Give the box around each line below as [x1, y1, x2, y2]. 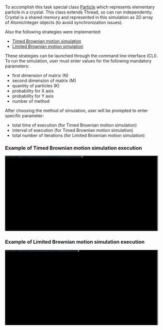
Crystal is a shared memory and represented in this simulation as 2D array [5, 15, 153, 20]
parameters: [5, 63, 30, 69]
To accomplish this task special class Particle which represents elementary [5, 4, 155, 10]
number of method [12, 98, 50, 104]
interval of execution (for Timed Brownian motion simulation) [12, 127, 133, 133]
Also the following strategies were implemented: [5, 29, 101, 34]
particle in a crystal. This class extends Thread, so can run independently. [5, 9, 153, 15]
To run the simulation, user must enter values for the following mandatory [5, 58, 152, 63]
